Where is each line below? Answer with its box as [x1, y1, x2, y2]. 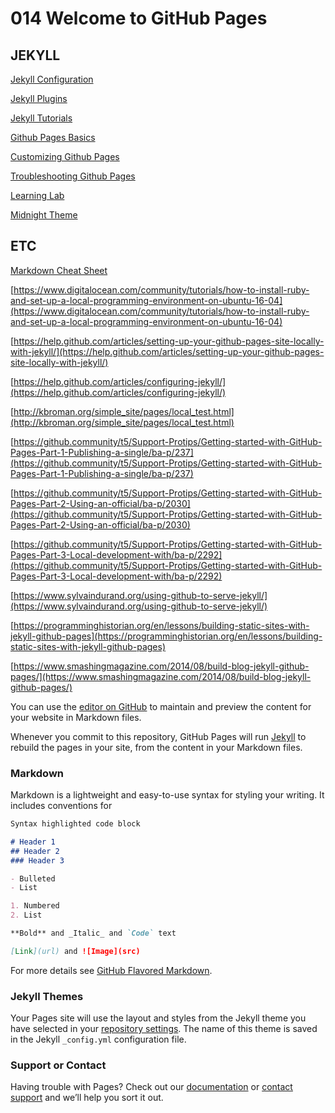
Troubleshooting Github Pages [10, 170, 136, 182]
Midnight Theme [10, 209, 78, 221]
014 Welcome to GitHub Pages [10, 7, 268, 30]
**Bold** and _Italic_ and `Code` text [10, 928, 177, 939]
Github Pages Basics [10, 132, 96, 143]
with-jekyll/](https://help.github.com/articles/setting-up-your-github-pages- [10, 345, 325, 357]
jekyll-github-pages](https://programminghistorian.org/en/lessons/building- [10, 630, 323, 642]
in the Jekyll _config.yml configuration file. [10, 1033, 187, 1046]
